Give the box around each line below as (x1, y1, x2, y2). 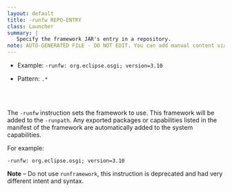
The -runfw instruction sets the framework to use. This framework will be (7, 108, 215, 117)
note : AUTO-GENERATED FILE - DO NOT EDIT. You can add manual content (7, 42, 215, 49)
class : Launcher (7, 23, 54, 30)
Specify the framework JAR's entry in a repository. (16, 36, 171, 43)
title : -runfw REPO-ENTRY (7, 17, 81, 23)
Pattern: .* (17, 75, 48, 83)
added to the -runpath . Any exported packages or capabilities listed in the (7, 116, 217, 124)
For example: (7, 144, 45, 152)
